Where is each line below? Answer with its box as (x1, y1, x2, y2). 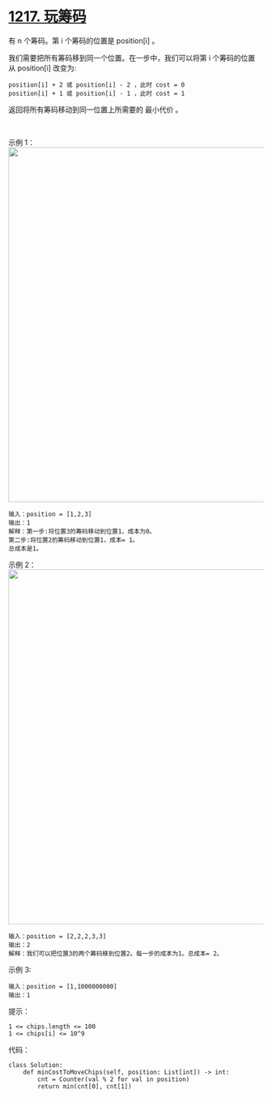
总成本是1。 (8, 544, 43, 552)
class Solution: (8, 1061, 63, 1069)
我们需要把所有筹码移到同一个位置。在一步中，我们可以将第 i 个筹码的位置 (8, 53, 256, 62)
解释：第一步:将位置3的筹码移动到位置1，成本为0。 (8, 527, 156, 535)
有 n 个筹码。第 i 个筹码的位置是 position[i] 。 (8, 36, 159, 45)
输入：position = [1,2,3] (8, 510, 92, 518)
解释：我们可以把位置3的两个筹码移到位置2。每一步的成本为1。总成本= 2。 (8, 950, 223, 958)
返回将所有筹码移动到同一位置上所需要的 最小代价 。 (8, 105, 183, 114)
